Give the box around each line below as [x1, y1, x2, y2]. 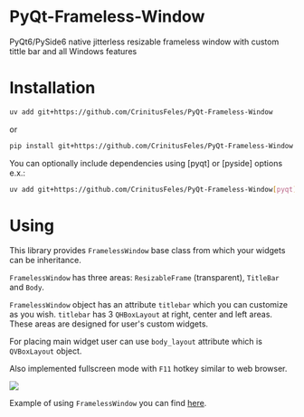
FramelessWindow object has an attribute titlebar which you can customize [9, 299, 288, 310]
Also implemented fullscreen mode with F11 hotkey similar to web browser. [9, 364, 288, 374]
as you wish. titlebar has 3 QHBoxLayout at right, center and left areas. [9, 309, 273, 320]
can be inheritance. [9, 255, 81, 266]
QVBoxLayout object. [9, 346, 82, 356]
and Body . [9, 282, 45, 293]
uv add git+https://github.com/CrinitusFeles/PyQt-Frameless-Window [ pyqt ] [9, 185, 298, 194]
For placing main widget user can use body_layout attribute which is [9, 336, 262, 347]
